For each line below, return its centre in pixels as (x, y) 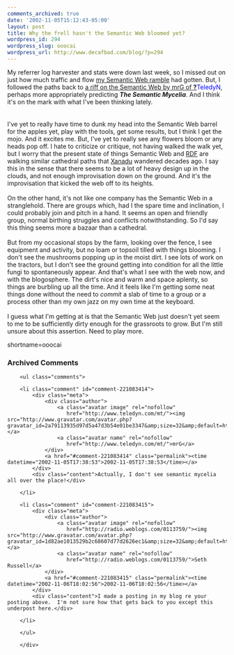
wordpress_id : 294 (34, 40)
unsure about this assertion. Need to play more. (76, 331)
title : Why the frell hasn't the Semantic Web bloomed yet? (96, 33)
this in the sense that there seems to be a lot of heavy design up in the (108, 168)
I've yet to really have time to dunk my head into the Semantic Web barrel (112, 124)
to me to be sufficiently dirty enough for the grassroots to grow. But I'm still (115, 324)
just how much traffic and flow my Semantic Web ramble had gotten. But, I (114, 79)
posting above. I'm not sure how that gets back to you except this (110, 603)
